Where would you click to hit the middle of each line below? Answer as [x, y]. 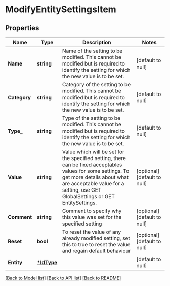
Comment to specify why [92, 211]
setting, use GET [82, 190]
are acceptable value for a [93, 184]
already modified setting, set [96, 238]
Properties [22, 28]
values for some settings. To [96, 171]
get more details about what [96, 177]
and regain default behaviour [97, 251]
